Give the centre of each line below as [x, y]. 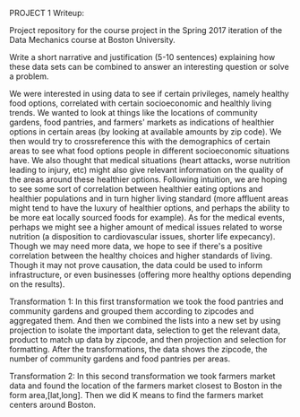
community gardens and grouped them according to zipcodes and [132, 311]
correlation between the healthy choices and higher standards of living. [141, 256]
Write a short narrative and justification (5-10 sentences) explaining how [142, 57]
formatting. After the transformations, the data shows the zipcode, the [138, 349]
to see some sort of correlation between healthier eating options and [136, 189]
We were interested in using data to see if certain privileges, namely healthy [149, 94]
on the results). [37, 284]
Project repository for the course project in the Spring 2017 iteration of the [146, 30]
